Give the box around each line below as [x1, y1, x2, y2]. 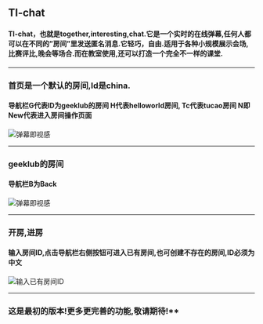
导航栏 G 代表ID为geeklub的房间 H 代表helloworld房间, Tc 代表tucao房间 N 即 [8, 101, 250, 111]
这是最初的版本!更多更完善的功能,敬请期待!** [8, 305, 180, 316]
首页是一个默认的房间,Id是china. [8, 80, 131, 91]
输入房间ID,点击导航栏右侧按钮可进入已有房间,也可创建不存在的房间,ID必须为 [8, 248, 255, 257]
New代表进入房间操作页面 [8, 111, 92, 120]
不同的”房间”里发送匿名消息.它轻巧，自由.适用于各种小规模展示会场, [28, 38, 249, 48]
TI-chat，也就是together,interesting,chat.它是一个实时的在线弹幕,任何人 [8, 29, 245, 38]
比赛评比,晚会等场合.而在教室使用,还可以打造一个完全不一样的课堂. [8, 49, 223, 58]
